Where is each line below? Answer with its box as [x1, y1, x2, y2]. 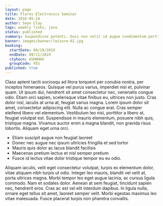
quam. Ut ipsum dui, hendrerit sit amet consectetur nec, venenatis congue [5, 89, 154, 95]
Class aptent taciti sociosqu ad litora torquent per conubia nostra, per [5, 79, 144, 85]
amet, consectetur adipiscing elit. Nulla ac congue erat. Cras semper [5, 105, 142, 111]
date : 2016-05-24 [5, 16, 40, 21]
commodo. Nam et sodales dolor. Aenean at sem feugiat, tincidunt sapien [5, 180, 152, 186]
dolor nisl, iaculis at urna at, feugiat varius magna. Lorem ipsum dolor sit [5, 100, 149, 105]
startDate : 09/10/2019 [9, 48, 55, 52]
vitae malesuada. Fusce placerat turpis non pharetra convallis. [5, 196, 130, 201]
